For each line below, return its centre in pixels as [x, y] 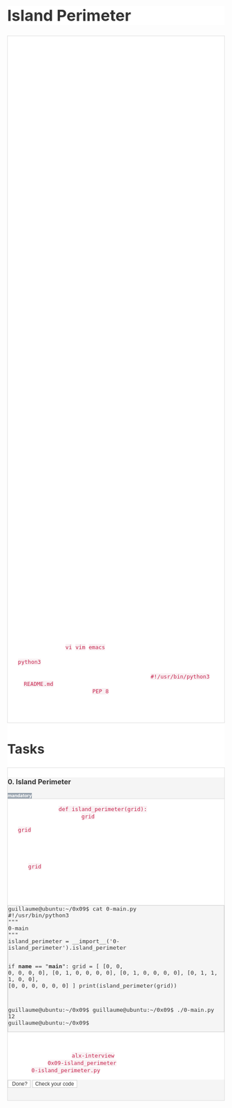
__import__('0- [96, 941]
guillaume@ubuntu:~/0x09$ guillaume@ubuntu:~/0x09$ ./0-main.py [111, 1010]
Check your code [55, 1084]
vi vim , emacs [85, 647]
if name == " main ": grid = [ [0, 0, [66, 967]
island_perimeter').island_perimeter [67, 948]
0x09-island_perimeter [82, 1063]
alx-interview [93, 1056]
